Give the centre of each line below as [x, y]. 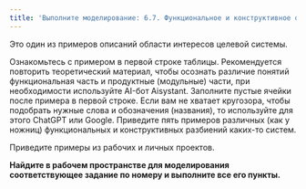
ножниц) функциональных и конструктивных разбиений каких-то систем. [153, 130]
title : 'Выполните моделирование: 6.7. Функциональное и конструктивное [150, 18]
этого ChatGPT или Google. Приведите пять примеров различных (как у [149, 120]
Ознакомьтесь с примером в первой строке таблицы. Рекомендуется [146, 61]
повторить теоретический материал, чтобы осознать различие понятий [149, 71]
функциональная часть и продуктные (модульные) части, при [130, 81]
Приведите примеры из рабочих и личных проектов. [112, 147]
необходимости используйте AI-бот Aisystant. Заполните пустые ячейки [150, 90]
